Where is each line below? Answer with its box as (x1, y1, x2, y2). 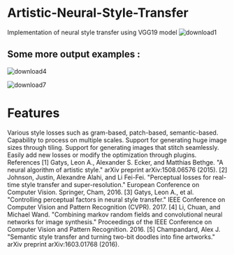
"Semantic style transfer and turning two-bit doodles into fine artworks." (7, 233, 215, 241)
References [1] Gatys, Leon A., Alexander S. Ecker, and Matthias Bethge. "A (7, 158, 224, 166)
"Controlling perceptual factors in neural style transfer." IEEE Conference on (7, 195, 226, 204)
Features (7, 105, 60, 120)
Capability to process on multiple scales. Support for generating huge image (7, 135, 227, 144)
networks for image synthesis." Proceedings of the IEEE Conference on (7, 217, 212, 226)
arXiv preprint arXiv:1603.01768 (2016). (7, 240, 120, 248)
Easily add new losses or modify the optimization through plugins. (7, 151, 197, 159)
